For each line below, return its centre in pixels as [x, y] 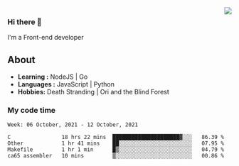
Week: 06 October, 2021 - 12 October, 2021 [73, 125]
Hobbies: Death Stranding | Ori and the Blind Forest [93, 92]
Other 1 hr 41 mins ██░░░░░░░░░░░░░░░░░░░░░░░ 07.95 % [116, 144]
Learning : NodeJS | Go [53, 77]
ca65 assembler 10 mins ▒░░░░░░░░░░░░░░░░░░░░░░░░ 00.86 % [116, 156]
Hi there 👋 [25, 22]
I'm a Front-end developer [46, 38]
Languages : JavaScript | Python [66, 84]
